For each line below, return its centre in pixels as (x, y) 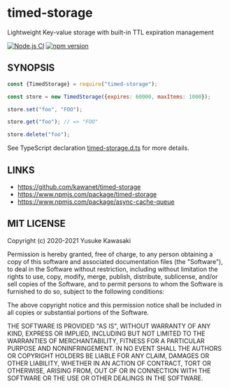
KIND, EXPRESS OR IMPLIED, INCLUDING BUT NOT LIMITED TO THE (106, 333)
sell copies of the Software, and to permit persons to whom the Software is (115, 284)
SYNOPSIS (31, 68)
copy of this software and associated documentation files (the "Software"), (115, 261)
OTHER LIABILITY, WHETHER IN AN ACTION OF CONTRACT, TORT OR (109, 363)
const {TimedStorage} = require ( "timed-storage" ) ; (82, 84)
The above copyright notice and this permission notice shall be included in (114, 305)
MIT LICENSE (37, 224)
